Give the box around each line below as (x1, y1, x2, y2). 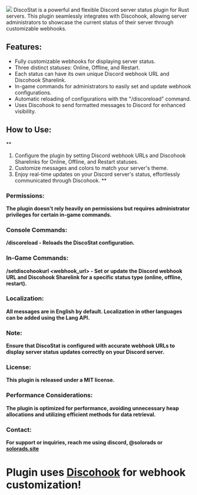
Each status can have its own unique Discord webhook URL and (14, 70, 169, 77)
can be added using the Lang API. (6, 314, 90, 321)
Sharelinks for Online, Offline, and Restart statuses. (14, 158, 139, 165)
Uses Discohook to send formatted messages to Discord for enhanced (14, 101, 186, 108)
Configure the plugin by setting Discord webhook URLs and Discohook (14, 152, 186, 159)
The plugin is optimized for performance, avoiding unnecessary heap (6, 404, 179, 411)
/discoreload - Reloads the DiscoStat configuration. (6, 239, 135, 247)
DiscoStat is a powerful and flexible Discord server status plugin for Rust (13, 6, 189, 13)
